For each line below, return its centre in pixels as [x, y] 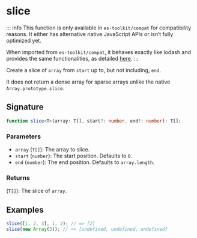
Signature [25, 107]
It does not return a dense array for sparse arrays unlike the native [88, 82]
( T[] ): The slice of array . [37, 191]
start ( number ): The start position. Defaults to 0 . [74, 156]
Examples [25, 209]
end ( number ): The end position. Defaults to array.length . [85, 162]
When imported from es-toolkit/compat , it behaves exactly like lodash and [98, 52]
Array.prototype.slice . [35, 88]
